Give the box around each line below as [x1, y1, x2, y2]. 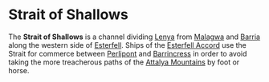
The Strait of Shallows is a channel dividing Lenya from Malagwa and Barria [8, 32, 261, 41]
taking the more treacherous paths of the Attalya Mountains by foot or [8, 57, 240, 67]
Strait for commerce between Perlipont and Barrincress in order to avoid [8, 49, 247, 58]
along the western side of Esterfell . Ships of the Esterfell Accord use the [8, 40, 247, 49]
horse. [8, 65, 30, 75]
